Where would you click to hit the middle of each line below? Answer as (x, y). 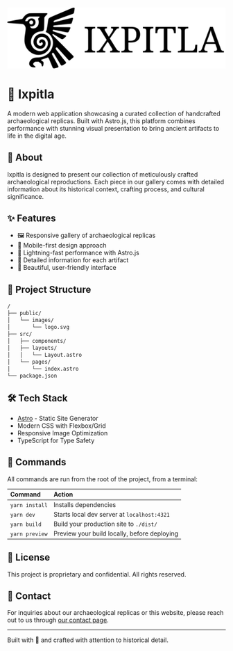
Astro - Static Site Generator (58, 418)
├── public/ (24, 314)
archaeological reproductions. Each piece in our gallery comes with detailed (116, 182)
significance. (26, 196)
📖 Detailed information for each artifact (73, 260)
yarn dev (23, 515)
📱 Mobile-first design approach (62, 246)
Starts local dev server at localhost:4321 (111, 514)
